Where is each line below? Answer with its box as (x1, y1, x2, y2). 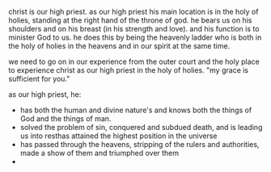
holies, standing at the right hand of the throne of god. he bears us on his (8, 15, 252, 25)
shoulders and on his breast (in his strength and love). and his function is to (8, 24, 260, 33)
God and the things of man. (19, 114, 112, 124)
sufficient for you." (8, 74, 70, 83)
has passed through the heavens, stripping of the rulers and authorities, (19, 140, 260, 149)
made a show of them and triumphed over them (19, 149, 180, 157)
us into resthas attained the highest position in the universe (19, 131, 218, 141)
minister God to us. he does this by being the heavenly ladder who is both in (8, 32, 262, 42)
